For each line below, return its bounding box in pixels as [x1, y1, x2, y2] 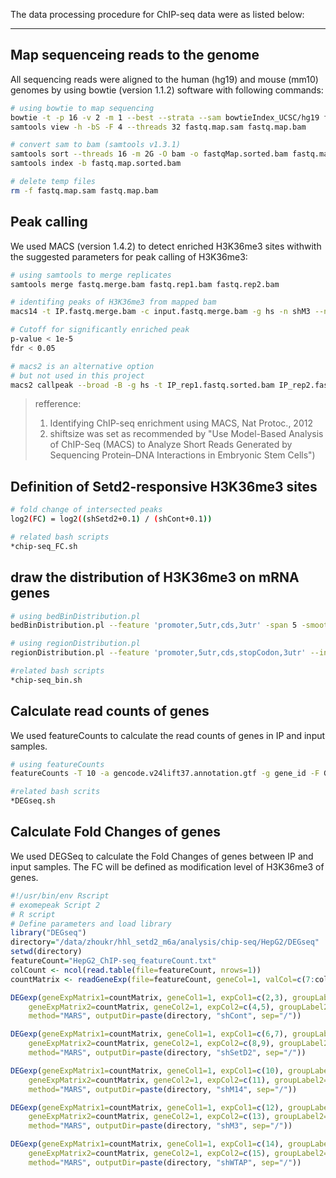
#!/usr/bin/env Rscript [10, 890, 110, 901]
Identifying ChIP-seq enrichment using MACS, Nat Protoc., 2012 [49, 417, 313, 429]
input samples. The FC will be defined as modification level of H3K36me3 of [10, 860, 325, 873]
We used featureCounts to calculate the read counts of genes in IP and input [10, 729, 326, 741]
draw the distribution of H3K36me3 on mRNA [10, 569, 300, 586]
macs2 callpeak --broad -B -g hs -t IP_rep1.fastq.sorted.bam [10, 380, 275, 390]
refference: [34, 398, 82, 410]
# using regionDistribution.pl [10, 639, 141, 649]
